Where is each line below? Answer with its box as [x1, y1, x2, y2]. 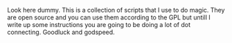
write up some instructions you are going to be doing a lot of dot [7, 21, 191, 28]
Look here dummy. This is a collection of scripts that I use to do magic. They [7, 6, 225, 14]
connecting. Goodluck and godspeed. [7, 28, 116, 36]
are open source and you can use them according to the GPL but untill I [7, 13, 211, 21]
